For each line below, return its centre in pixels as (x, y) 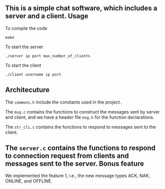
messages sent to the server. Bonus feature (74, 164)
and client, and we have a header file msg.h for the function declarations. (80, 117)
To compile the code (26, 28)
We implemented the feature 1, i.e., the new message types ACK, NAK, (78, 176)
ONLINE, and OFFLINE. (29, 181)
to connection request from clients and (67, 156)
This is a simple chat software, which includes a (81, 8)
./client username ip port (33, 74)
